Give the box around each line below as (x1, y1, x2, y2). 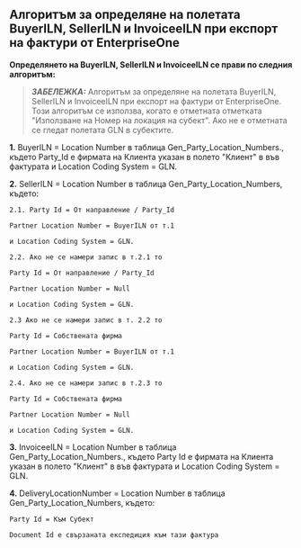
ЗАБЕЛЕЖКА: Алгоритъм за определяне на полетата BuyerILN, (31, 85, 277, 97)
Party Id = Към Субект (9, 515, 94, 524)
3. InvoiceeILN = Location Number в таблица (9, 441, 177, 453)
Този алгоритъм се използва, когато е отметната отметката (31, 105, 262, 116)
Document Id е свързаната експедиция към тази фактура (9, 530, 219, 539)
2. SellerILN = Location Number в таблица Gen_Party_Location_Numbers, (9, 178, 283, 189)
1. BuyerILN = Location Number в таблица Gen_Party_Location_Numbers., (9, 141, 285, 152)
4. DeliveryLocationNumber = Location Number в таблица (9, 488, 226, 499)
